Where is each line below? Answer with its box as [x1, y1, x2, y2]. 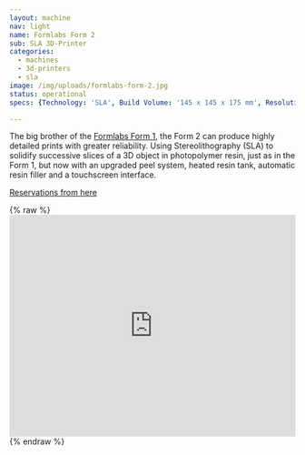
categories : [9, 47, 54, 56]
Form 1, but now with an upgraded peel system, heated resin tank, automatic [9, 160, 296, 171]
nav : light [9, 22, 51, 31]
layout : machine [9, 13, 71, 23]
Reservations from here [9, 187, 98, 198]
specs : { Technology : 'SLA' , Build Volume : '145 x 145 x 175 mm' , [9, 97, 261, 107]
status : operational [9, 89, 88, 98]
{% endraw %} [9, 436, 65, 447]
